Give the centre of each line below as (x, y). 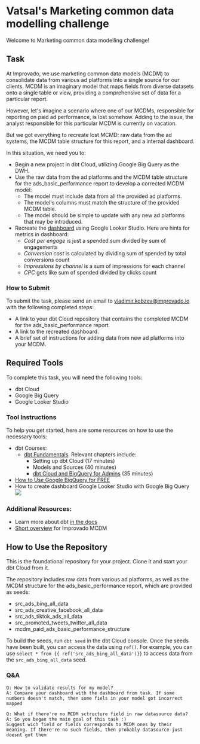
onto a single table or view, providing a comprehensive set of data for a (93, 92)
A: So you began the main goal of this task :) (67, 719)
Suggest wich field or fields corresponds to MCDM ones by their (89, 724)
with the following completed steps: (50, 307)
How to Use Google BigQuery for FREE (62, 480)
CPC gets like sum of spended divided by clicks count (90, 272)
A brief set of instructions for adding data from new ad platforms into (99, 338)
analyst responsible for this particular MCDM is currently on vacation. (92, 123)
